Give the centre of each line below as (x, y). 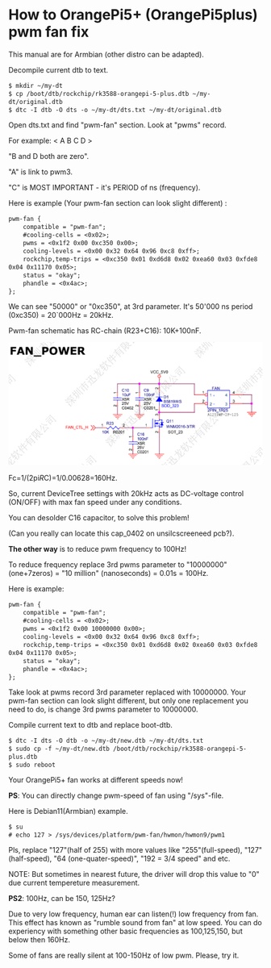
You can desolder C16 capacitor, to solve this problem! (99, 517)
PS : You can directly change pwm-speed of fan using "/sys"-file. (116, 795)
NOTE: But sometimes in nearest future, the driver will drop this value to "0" (134, 874)
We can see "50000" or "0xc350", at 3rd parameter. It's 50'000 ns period (131, 306)
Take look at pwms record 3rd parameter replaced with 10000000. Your (127, 692)
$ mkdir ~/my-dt (35, 86)
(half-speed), (30, 858)
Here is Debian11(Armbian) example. (69, 811)
